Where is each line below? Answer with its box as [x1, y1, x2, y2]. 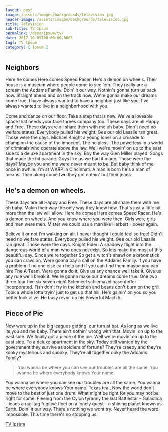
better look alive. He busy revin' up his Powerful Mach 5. [5, 295, 122, 301]
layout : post [5, 7, 33, 13]
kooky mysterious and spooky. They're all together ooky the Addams [5, 350, 148, 356]
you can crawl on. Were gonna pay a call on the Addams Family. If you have [5, 257, 162, 264]
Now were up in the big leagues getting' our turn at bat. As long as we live [5, 322, 158, 329]
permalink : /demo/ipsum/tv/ [5, 31, 64, 36]
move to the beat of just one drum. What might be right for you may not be [5, 390, 159, 396]
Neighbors [5, 63, 39, 72]
